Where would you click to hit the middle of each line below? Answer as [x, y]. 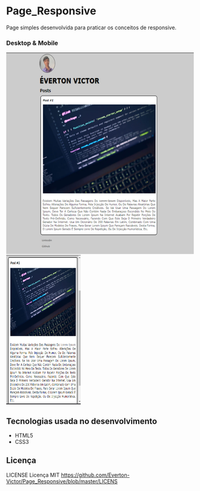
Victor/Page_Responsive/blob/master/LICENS [62, 481]
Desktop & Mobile [32, 43]
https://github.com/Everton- [95, 475]
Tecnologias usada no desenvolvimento [82, 421]
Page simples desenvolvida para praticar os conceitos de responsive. [91, 27]
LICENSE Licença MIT [33, 475]
